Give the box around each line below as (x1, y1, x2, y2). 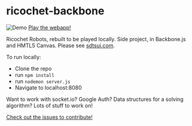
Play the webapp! (28, 24, 71, 31)
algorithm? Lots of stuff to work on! (6, 102, 93, 109)
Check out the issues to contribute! (6, 113, 93, 121)
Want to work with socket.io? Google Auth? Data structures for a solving (6, 96, 184, 103)
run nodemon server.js (14, 78, 71, 85)
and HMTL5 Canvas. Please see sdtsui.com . (6, 42, 115, 49)
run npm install (14, 71, 55, 78)
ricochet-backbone (6, 4, 105, 18)
